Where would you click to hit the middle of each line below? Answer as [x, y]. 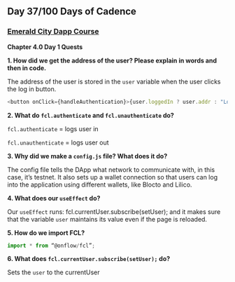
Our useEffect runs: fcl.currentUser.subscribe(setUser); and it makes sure [114, 211]
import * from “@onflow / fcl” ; [51, 246]
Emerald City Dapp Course [53, 32]
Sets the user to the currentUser [54, 272]
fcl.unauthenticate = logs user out [58, 142]
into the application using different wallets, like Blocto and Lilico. [100, 184]
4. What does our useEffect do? [54, 198]
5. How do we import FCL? [46, 233]
